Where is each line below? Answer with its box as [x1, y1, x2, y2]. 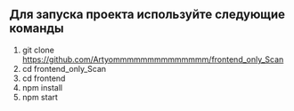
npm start [21, 91, 58, 102]
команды [9, 21, 64, 36]
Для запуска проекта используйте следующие [9, 7, 286, 22]
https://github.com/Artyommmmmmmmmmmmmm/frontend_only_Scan [21, 53, 284, 65]
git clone [21, 44, 55, 55]
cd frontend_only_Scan [21, 63, 107, 74]
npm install [21, 82, 63, 92]
